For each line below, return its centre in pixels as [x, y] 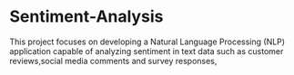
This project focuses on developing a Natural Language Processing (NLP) [147, 42]
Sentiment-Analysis [86, 17]
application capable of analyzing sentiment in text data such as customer [147, 51]
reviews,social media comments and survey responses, [113, 61]
